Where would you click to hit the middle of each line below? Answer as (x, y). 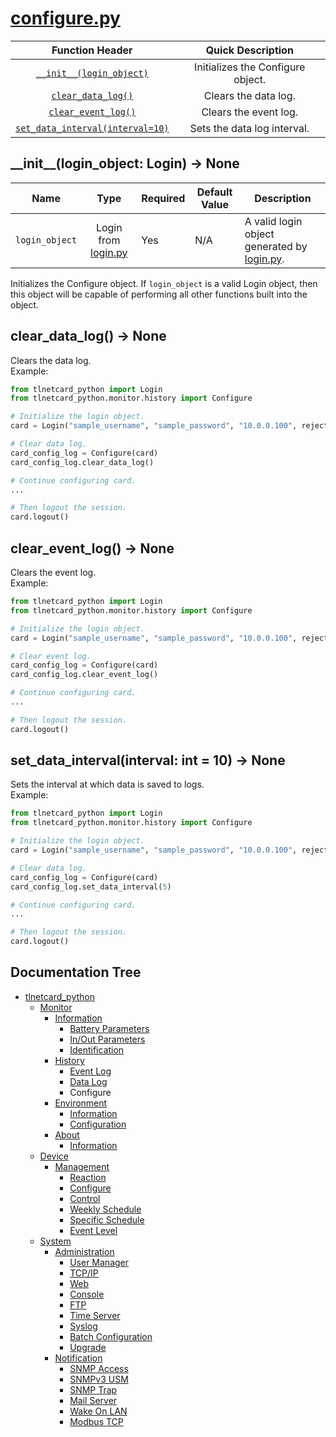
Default (214, 192)
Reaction (88, 1177)
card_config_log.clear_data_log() (82, 462)
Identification (97, 1049)
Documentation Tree (76, 972)
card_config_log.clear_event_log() (84, 675)
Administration (84, 1251)
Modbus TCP (96, 1421)
